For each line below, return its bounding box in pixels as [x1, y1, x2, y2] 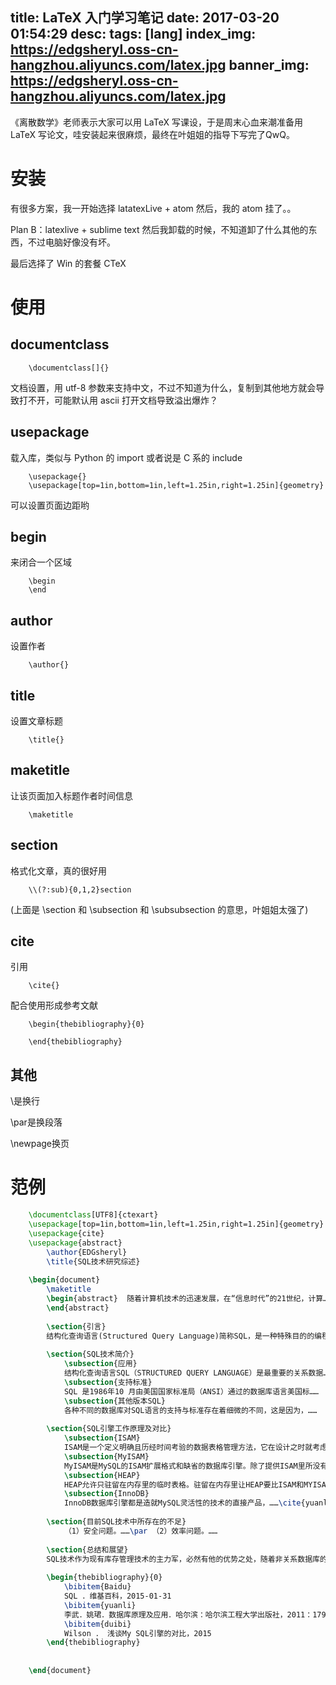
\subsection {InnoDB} [63, 1489, 150, 1499]
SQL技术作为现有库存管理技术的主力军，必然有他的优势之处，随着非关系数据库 [46, 1554, 320, 1564]
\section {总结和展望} [46, 1544, 129, 1555]
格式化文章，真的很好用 [10, 864, 107, 877]
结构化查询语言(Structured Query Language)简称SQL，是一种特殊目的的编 [46, 1331, 322, 1341]
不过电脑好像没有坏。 [27, 236, 116, 248]
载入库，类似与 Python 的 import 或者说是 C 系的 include [10, 451, 243, 463]
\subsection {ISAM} [63, 1433, 141, 1443]
